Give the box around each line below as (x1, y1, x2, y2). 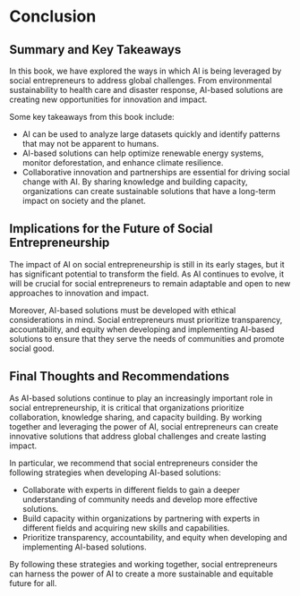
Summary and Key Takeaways (9, 42, 182, 57)
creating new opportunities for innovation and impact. (9, 94, 208, 105)
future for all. (9, 577, 57, 588)
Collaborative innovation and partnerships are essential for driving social (21, 167, 290, 177)
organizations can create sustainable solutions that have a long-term (21, 186, 276, 196)
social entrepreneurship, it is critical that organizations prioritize (9, 402, 244, 413)
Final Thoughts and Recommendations (9, 369, 230, 384)
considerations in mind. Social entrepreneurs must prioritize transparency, (9, 314, 283, 325)
